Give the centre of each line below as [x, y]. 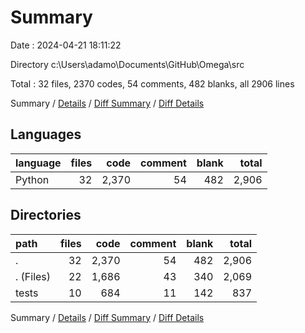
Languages [46, 134]
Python [32, 179]
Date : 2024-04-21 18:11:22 [66, 45]
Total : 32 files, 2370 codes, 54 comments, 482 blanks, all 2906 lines [152, 83]
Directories [46, 215]
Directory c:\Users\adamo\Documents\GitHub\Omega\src [127, 64]
